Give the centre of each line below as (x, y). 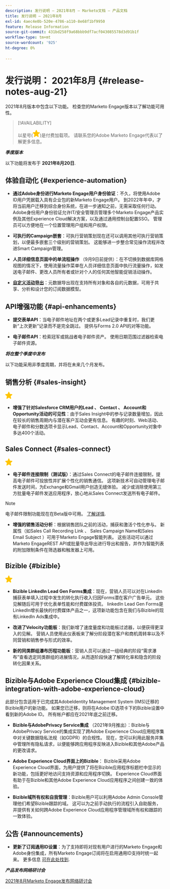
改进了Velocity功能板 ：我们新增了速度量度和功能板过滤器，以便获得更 (86, 627)
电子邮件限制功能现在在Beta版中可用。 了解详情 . (56, 514)
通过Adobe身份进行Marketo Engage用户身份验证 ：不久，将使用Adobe (86, 194)
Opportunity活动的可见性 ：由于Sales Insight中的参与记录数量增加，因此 (88, 414)
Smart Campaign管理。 (41, 248)
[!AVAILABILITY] (34, 123)
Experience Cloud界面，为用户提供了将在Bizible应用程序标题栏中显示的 (87, 768)
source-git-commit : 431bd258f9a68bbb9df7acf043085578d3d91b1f (72, 32)
